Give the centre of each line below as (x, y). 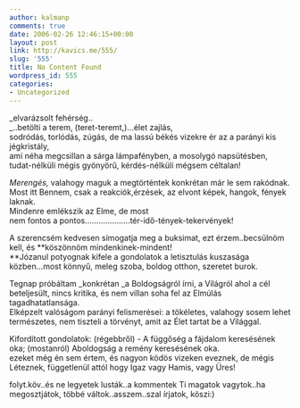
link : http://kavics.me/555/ (63, 51)
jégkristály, (29, 146)
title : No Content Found (55, 68)
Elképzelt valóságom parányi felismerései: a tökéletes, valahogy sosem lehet (150, 312)
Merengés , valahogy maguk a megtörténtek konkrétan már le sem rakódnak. (150, 182)
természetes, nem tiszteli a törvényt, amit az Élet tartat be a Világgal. (135, 321)
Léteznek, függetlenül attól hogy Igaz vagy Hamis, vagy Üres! (123, 367)
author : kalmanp (39, 17)
